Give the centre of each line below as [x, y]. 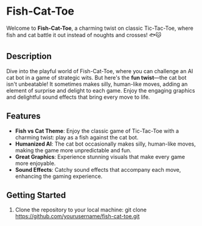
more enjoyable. [35, 163]
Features [23, 116]
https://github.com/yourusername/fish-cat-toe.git [77, 216]
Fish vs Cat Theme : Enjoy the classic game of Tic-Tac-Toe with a [97, 131]
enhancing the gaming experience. [59, 176]
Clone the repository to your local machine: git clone [81, 210]
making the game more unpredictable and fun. [73, 150]
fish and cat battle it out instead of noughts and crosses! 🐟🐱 [84, 35]
